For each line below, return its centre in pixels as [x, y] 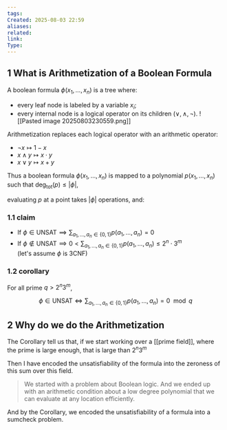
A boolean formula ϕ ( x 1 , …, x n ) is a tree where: [72, 90]
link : [15, 39]
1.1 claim [21, 217]
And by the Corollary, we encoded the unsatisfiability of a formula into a [109, 412]
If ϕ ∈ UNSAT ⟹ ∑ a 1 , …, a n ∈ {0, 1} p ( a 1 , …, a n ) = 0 [86, 234]
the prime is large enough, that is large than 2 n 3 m [77, 350]
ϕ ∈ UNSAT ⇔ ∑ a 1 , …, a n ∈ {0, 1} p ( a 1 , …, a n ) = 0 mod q [116, 302]
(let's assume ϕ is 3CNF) [52, 254]
